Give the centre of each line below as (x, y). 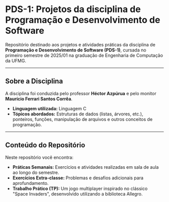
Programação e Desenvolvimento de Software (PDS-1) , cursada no (76, 50)
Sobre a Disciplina (34, 81)
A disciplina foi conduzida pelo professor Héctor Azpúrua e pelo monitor (81, 93)
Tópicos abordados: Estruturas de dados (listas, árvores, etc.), (78, 114)
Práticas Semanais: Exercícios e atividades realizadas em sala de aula (86, 167)
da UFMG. (16, 60)
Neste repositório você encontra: (39, 157)
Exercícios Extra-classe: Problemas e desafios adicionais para (78, 178)
